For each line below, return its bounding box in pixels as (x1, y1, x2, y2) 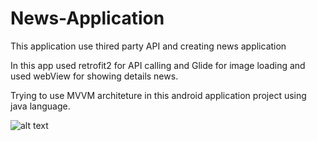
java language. (10, 100, 71, 112)
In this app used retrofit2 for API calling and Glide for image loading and (10, 59, 306, 71)
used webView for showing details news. (10, 70, 179, 82)
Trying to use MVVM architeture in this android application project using (10, 89, 307, 101)
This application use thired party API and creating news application (10, 40, 287, 52)
